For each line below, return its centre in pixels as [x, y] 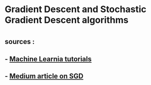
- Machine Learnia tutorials [48, 59]
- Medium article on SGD [44, 76]
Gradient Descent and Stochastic [76, 9]
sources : [20, 42]
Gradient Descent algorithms [67, 20]
